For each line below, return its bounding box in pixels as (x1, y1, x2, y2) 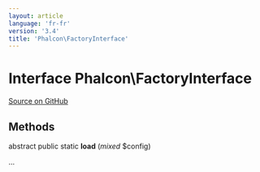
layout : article (8, 11, 63, 20)
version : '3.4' (8, 27, 60, 35)
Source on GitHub (8, 97, 69, 106)
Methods (8, 119, 55, 134)
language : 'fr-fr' (8, 19, 71, 28)
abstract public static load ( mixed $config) (8, 141, 152, 151)
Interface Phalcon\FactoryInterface (8, 70, 253, 88)
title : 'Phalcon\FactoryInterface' (8, 34, 129, 43)
